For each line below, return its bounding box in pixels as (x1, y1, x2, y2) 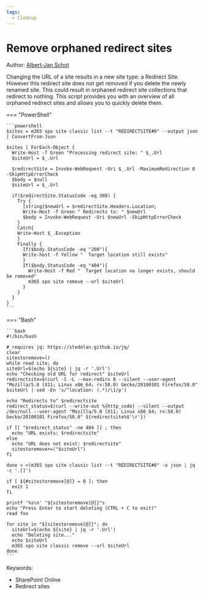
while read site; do (6, 360, 59, 367)
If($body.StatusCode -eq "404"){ (22, 263, 108, 269)
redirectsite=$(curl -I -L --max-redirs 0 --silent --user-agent (6, 377, 176, 383)
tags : (6, 9, 20, 15)
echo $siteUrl (12, 537, 48, 543)
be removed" (6, 274, 37, 280)
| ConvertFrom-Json (6, 134, 56, 140)
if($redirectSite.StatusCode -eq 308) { (12, 193, 116, 199)
